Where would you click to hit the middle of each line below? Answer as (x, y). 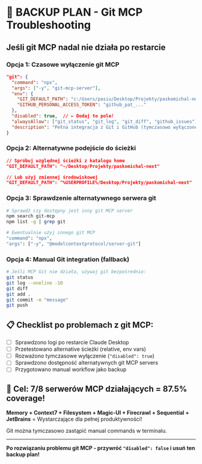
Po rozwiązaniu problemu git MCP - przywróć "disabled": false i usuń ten (101, 448)
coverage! (26, 398)
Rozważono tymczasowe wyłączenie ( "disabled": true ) (85, 356)
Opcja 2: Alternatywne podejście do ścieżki (71, 148)
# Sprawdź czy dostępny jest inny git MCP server (70, 211)
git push (17, 305)
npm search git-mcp (31, 216)
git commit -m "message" (37, 300)
